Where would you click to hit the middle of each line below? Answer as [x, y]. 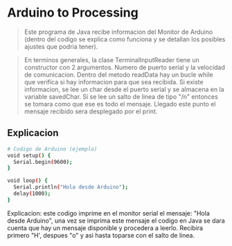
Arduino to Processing [73, 13]
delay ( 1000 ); [32, 193]
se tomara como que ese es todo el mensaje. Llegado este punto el [120, 104]
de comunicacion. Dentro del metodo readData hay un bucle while [118, 75]
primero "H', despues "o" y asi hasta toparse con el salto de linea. [101, 235]
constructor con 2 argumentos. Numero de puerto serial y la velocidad [124, 67]
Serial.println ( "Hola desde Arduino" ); [71, 187]
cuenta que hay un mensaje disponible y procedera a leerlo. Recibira [105, 228]
